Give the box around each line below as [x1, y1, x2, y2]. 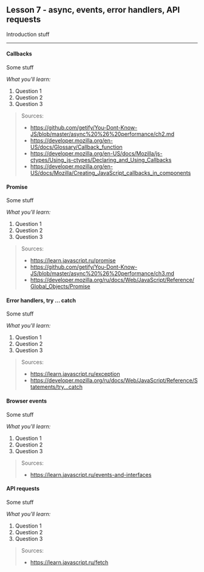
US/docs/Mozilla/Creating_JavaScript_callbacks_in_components [30, 169, 191, 177]
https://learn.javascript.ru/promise [30, 257, 116, 264]
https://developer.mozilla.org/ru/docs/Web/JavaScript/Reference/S [30, 377, 198, 384]
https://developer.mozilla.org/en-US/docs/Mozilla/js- [30, 150, 163, 157]
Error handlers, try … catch [6, 297, 76, 304]
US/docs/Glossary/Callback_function [30, 143, 123, 151]
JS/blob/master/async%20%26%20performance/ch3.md [30, 270, 175, 277]
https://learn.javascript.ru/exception [30, 370, 120, 378]
